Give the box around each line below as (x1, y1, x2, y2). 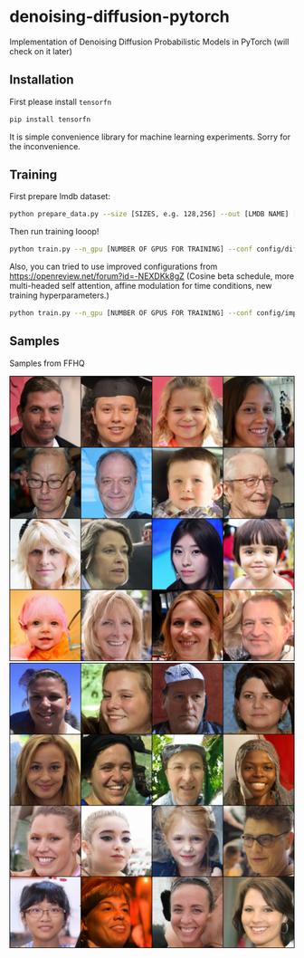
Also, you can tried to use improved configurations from (9, 261, 218, 273)
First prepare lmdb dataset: (9, 191, 111, 202)
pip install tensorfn (9, 115, 91, 124)
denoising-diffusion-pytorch (9, 6, 231, 27)
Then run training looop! (9, 226, 100, 237)
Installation (9, 72, 74, 88)
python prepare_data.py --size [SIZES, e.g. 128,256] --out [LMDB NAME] (9, 210, 290, 219)
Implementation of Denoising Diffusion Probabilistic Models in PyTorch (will (9, 36, 290, 47)
